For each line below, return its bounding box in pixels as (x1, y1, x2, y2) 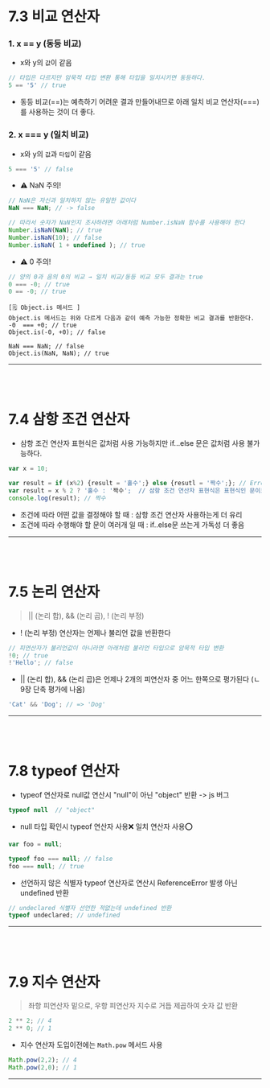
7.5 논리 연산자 (8, 583, 100, 600)
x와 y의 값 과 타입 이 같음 (19, 149, 92, 159)
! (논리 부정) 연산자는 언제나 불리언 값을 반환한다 (19, 628, 171, 637)
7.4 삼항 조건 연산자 (8, 410, 130, 429)
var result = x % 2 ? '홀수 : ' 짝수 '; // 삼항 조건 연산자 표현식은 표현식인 (8, 486, 247, 495)
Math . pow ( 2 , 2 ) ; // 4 (8, 1056, 78, 1065)
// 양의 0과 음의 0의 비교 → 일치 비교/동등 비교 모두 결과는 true (8, 273, 203, 281)
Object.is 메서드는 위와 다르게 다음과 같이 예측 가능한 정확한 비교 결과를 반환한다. (8, 315, 255, 323)
